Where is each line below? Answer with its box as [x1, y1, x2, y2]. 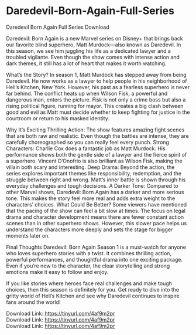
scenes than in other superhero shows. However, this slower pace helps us [6, 219, 187, 226]
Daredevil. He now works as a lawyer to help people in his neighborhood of [6, 77, 187, 84]
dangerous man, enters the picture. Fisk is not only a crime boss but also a [6, 96, 186, 103]
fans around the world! [6, 298, 61, 306]
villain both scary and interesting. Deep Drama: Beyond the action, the [6, 163, 175, 171]
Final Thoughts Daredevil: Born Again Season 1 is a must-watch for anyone [6, 243, 186, 251]
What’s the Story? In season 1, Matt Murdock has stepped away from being [6, 71, 187, 78]
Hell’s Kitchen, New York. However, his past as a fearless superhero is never [6, 83, 190, 90]
